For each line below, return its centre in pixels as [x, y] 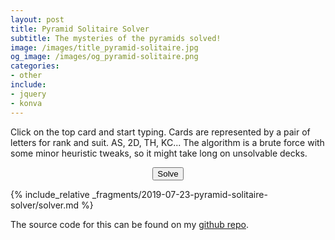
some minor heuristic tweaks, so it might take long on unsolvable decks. [159, 153]
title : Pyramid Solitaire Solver [80, 29]
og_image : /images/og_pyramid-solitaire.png [104, 57]
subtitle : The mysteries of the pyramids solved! [116, 38]
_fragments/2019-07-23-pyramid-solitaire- [179, 194]
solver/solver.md [45, 205]
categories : [35, 66]
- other [26, 76]
